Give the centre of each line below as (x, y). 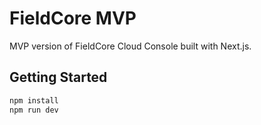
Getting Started (58, 77)
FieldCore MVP (73, 18)
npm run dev (34, 110)
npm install (34, 100)
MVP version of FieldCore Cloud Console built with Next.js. (130, 46)
